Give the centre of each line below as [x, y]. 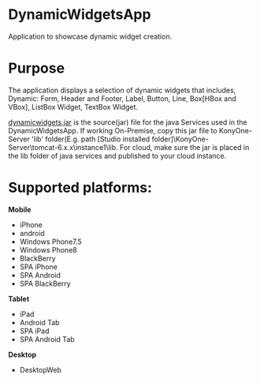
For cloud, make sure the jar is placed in [184, 147]
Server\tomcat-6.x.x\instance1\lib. [63, 147]
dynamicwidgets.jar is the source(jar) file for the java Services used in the [128, 122]
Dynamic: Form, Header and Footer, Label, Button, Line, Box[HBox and [122, 98]
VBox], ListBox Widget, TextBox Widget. [73, 107]
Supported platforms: [80, 188]
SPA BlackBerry [45, 283]
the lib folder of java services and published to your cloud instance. [117, 155]
